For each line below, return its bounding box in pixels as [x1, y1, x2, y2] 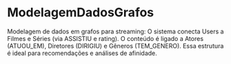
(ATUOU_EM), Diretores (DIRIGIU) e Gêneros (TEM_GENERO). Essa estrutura [7, 42, 224, 50]
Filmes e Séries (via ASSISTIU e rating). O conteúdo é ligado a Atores [7, 34, 204, 42]
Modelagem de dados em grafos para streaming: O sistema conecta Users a [7, 27, 224, 35]
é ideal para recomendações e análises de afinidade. [7, 49, 157, 57]
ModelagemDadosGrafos [7, 5, 154, 20]
